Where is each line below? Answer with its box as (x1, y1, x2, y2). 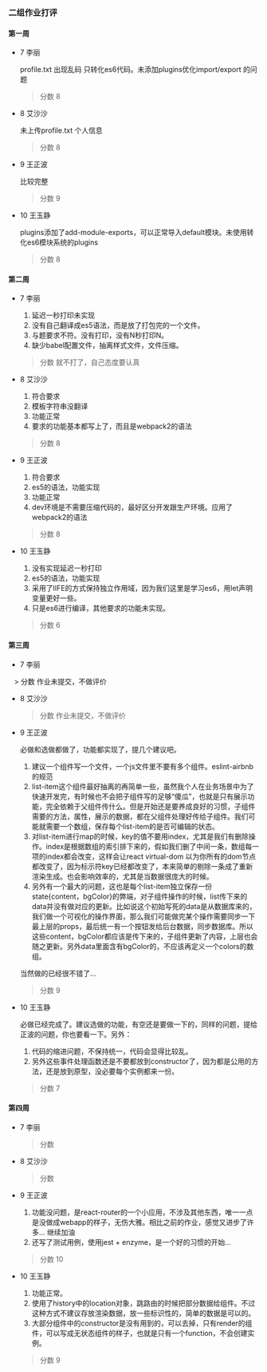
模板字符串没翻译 (31, 401, 88, 411)
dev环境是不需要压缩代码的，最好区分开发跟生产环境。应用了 (31, 502, 233, 513)
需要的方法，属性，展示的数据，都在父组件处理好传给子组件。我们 (31, 812, 249, 821)
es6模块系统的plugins (26, 237, 98, 247)
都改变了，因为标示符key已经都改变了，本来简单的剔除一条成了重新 (31, 861, 253, 871)
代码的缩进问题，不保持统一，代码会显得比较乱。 (31, 1046, 193, 1056)
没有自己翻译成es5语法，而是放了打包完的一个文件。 (31, 321, 205, 330)
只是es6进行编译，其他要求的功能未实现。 (31, 604, 170, 613)
